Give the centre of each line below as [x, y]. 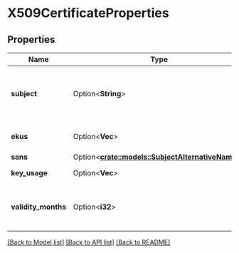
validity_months [38, 207]
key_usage [29, 173]
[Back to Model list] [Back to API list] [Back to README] [89, 242]
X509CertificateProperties [88, 13]
